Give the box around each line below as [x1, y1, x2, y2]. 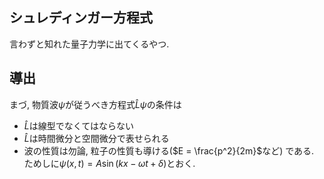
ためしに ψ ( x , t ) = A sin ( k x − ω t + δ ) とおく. [23, 157, 196, 169]
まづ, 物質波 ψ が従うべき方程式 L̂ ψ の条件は [9, 98, 182, 110]
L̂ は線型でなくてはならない [23, 119, 135, 132]
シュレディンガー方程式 [9, 9, 154, 27]
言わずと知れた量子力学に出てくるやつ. [9, 38, 170, 50]
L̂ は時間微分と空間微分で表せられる [23, 132, 170, 144]
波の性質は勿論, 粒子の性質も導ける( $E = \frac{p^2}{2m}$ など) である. [23, 144, 315, 157]
